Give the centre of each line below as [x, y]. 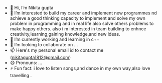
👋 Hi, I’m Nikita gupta [32, 8]
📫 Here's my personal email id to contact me [57, 50]
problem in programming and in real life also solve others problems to [82, 23]
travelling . [21, 75]
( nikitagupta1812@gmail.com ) [40, 57]
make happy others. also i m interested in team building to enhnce [78, 29]
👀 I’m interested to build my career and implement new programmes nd [83, 13]
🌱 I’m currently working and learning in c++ [55, 39]
